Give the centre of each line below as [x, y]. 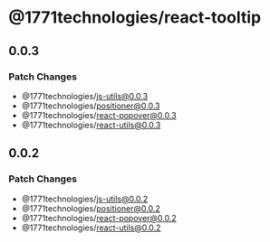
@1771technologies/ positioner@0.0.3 [91, 106]
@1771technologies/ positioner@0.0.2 [91, 208]
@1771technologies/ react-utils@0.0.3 [91, 125]
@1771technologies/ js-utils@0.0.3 [85, 96]
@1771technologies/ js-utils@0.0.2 [85, 199]
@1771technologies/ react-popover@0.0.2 [99, 218]
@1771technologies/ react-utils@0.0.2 [91, 228]
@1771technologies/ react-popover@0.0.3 [99, 115]
